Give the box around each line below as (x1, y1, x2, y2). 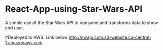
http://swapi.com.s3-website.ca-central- (68, 34, 152, 40)
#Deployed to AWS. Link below (5, 34, 68, 40)
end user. (5, 25, 25, 30)
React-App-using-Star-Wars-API (5, 3, 143, 15)
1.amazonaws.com (5, 39, 43, 45)
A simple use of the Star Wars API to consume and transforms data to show (5, 20, 159, 25)
